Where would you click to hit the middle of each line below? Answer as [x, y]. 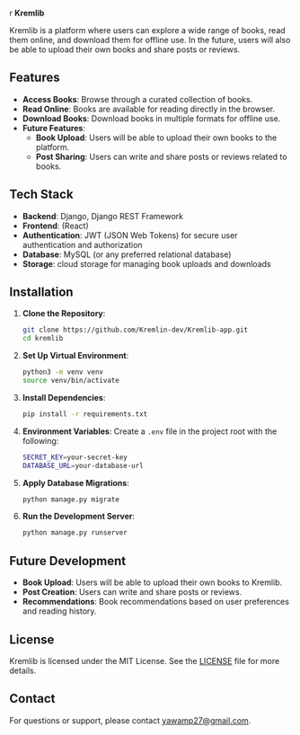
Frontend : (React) [56, 226]
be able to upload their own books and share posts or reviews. [125, 49]
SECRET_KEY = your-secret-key [75, 457]
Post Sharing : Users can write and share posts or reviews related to [161, 156]
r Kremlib [27, 13]
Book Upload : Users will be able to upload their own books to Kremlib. [152, 582]
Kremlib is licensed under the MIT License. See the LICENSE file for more [145, 660]
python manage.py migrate [71, 499]
